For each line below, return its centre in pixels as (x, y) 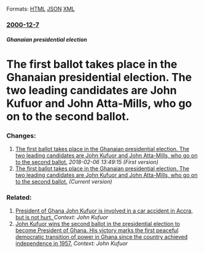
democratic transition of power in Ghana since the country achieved (101, 237)
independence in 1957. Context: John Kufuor (71, 243)
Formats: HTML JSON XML (41, 9)
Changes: (21, 136)
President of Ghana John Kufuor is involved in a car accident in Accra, (104, 211)
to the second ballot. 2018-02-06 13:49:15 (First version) (87, 162)
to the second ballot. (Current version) (64, 181)
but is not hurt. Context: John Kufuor (62, 217)
